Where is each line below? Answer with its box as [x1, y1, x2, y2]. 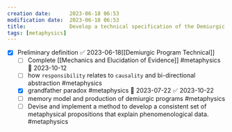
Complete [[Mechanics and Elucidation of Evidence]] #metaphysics [27, 56, 221, 64]
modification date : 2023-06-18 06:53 [7, 17, 119, 23]
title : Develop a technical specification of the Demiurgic [7, 23, 226, 30]
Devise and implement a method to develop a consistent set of [27, 102, 207, 111]
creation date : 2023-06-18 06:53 [7, 10, 119, 17]
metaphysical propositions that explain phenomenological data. [27, 110, 209, 118]
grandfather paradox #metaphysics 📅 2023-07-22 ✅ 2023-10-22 [27, 86, 214, 95]
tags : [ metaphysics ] [7, 29, 67, 37]
